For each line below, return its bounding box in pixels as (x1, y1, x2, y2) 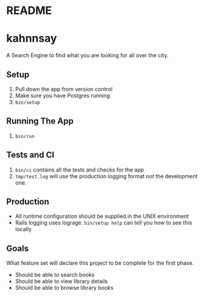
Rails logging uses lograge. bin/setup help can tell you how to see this (15, 219, 192, 226)
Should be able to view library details (15, 278, 108, 285)
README (6, 4, 52, 18)
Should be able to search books (15, 271, 95, 279)
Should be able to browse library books (15, 284, 114, 292)
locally (15, 226, 32, 233)
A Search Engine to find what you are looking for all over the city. (6, 52, 169, 59)
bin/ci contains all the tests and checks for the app (15, 166, 144, 173)
